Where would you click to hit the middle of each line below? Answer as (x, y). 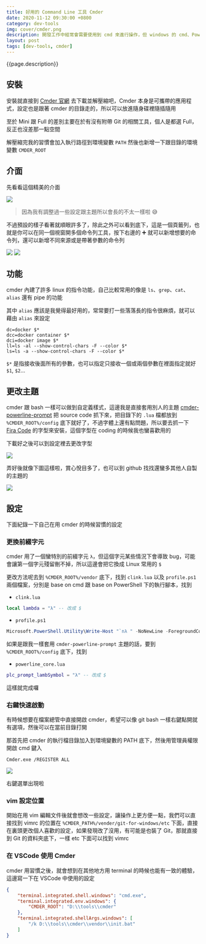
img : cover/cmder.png (34, 29)
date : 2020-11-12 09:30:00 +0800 (49, 18)
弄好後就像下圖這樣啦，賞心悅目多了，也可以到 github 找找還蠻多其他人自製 (102, 468)
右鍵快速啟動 (25, 705)
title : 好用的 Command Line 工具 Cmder (55, 12)
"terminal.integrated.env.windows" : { (67, 901)
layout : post (23, 41)
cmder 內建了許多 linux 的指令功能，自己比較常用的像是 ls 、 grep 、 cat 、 (97, 290)
